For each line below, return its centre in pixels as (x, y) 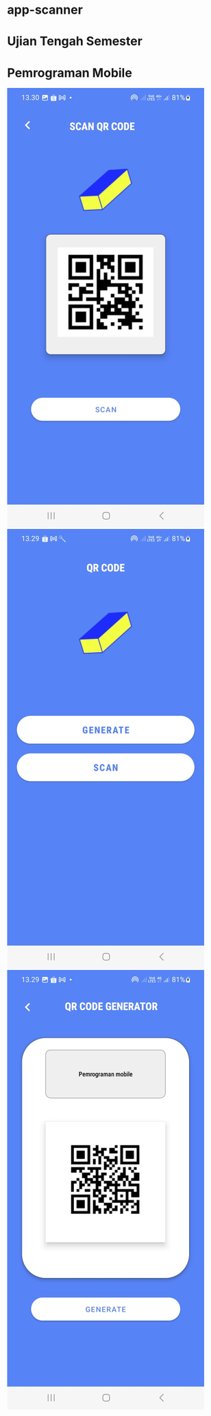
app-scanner (45, 10)
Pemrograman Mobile (70, 72)
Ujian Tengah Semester (75, 42)
